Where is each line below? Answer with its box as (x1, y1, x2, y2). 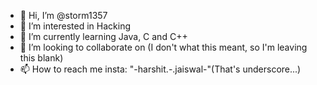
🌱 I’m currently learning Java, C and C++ (19, 31, 188, 42)
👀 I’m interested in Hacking (19, 20, 132, 32)
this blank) (19, 52, 64, 64)
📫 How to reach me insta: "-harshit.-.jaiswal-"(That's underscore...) (19, 63, 302, 75)
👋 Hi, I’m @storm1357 (19, 10, 108, 21)
